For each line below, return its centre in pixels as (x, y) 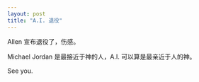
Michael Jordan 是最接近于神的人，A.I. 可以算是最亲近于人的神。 (102, 57)
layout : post (27, 14)
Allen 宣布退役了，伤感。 (44, 41)
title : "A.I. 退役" (35, 20)
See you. (20, 71)
